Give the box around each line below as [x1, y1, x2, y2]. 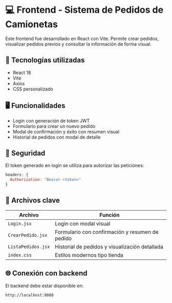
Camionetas [5, 18, 58, 30]
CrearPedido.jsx [8, 232, 48, 238]
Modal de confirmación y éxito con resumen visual [12, 128, 119, 135]
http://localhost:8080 [5, 292, 54, 298]
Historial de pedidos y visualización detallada [54, 243, 164, 250]
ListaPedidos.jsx [8, 243, 50, 250]
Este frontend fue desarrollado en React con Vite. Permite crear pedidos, [5, 35, 159, 42]
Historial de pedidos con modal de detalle [12, 134, 101, 140]
